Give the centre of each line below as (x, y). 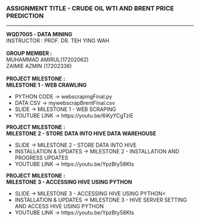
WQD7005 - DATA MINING (39, 35)
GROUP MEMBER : (29, 53)
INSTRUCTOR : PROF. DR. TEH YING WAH (58, 41)
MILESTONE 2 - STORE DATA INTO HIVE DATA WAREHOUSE (81, 134)
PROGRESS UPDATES (41, 158)
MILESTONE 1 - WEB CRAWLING (47, 85)
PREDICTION (25, 16)
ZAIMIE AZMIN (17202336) (39, 66)
